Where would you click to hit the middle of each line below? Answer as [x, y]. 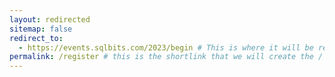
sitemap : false [41, 29]
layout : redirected [50, 19]
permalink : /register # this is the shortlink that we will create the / [166, 57]
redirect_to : [36, 38]
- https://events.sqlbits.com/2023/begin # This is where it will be [166, 47]
